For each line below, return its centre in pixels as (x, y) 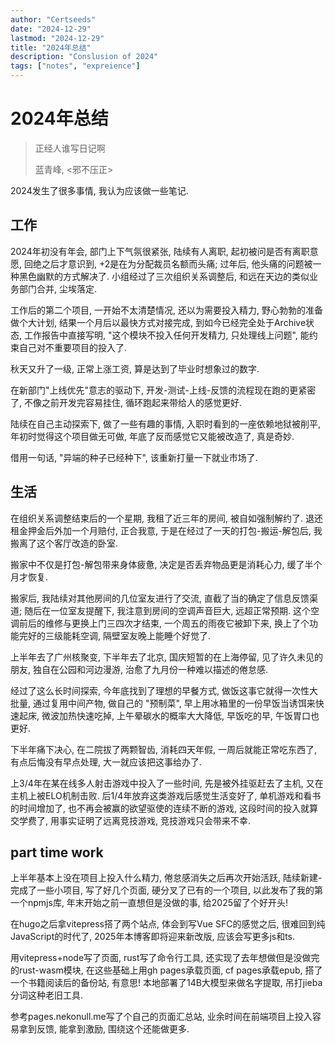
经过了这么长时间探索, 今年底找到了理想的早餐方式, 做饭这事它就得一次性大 (164, 690)
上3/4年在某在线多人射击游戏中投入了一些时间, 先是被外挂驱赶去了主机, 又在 (167, 783)
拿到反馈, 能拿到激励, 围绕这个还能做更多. (104, 1029)
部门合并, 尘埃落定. (58, 288)
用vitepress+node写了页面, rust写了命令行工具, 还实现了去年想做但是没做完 (165, 958)
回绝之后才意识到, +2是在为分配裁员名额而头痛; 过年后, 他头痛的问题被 (168, 263)
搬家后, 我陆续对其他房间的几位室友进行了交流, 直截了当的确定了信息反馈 (160, 598)
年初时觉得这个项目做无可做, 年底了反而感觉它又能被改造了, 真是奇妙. (152, 436)
